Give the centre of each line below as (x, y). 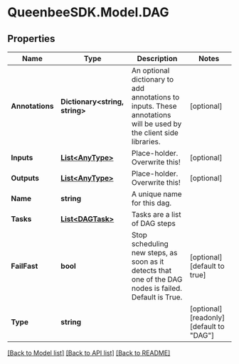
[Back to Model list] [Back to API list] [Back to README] (89, 353)
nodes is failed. (157, 288)
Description (157, 59)
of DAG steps (153, 223)
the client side (155, 133)
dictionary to (153, 79)
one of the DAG (157, 279)
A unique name (157, 194)
